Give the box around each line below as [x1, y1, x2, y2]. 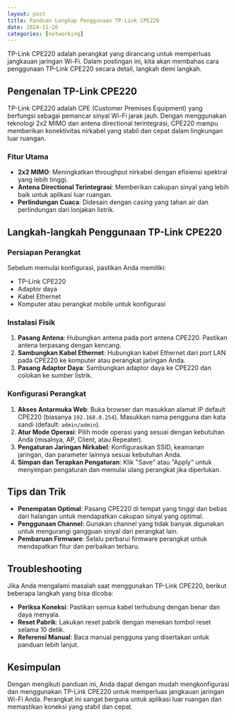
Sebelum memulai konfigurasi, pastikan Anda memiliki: [7, 264, 166, 272]
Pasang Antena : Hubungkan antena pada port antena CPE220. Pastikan [17, 334, 228, 342]
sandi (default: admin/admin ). [17, 420, 101, 429]
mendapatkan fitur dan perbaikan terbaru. [17, 542, 140, 551]
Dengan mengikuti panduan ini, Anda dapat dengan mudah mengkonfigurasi [7, 680, 230, 688]
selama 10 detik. [17, 625, 65, 634]
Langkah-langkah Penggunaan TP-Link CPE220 [7, 226, 223, 238]
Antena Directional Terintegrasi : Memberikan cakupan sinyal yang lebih [17, 183, 230, 191]
